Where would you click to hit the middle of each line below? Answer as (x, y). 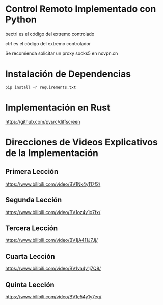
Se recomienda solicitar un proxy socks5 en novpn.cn (62, 53)
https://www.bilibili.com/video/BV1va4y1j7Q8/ (53, 269)
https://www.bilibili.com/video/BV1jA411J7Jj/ (52, 240)
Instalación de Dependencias (68, 74)
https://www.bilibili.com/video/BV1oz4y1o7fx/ (53, 212)
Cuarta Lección (30, 256)
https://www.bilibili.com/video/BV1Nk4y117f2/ (53, 184)
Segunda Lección (34, 200)
